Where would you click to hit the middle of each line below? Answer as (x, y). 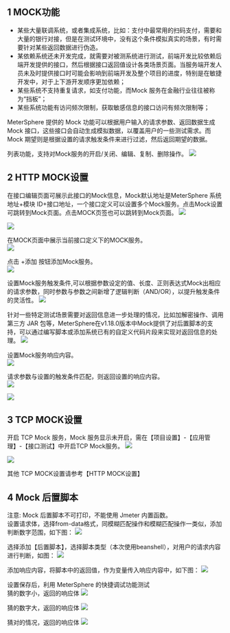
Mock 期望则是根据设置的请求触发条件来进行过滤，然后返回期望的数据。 (109, 139)
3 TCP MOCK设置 (45, 420)
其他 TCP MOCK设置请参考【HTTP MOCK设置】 (75, 474)
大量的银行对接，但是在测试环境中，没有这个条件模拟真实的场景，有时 (116, 38)
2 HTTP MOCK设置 (48, 177)
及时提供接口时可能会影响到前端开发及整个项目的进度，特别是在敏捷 (125, 73)
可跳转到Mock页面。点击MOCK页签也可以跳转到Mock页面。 (92, 212)
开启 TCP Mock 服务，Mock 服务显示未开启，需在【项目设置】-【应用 (106, 437)
